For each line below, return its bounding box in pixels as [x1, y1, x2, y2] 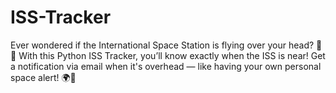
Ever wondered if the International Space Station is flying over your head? [10, 39, 315, 51]
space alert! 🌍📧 [10, 71, 77, 83]
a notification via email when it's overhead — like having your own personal [10, 60, 322, 72]
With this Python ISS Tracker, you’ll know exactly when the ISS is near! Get [18, 49, 326, 61]
